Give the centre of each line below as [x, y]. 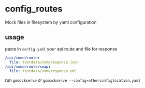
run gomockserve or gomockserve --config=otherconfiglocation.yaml [73, 80]
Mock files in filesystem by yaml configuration [51, 22]
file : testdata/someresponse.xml [43, 71]
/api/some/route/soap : [28, 67]
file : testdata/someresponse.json [44, 62]
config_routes [34, 9]
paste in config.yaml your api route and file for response [61, 49]
